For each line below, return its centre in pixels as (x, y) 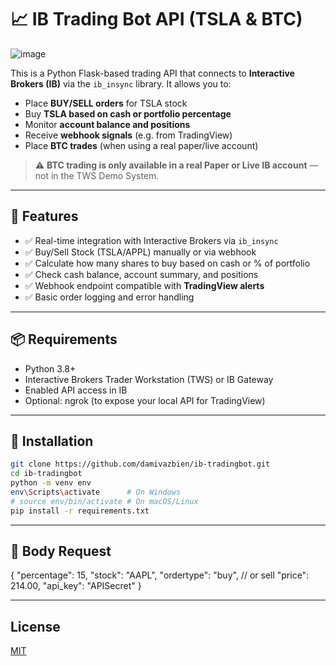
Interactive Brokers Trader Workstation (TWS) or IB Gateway (149, 379)
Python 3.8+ (50, 368)
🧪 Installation (52, 441)
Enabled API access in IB (76, 390)
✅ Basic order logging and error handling (109, 297)
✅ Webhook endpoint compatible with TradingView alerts (144, 285)
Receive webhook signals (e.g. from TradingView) (128, 135)
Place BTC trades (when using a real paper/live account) (141, 145)
